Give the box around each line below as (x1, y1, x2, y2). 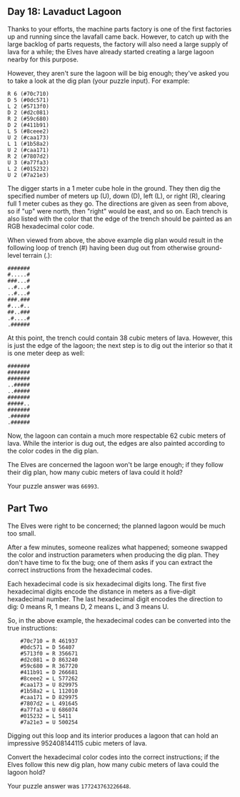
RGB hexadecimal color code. (7, 221, 95, 231)
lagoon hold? (7, 768, 46, 776)
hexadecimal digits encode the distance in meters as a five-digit (7, 587, 196, 596)
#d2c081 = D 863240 (20, 656, 79, 663)
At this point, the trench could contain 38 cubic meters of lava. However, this (7, 334, 233, 342)
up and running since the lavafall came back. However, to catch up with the (7, 32, 229, 41)
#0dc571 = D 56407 (20, 643, 75, 651)
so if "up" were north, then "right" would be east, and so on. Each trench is (7, 206, 228, 215)
